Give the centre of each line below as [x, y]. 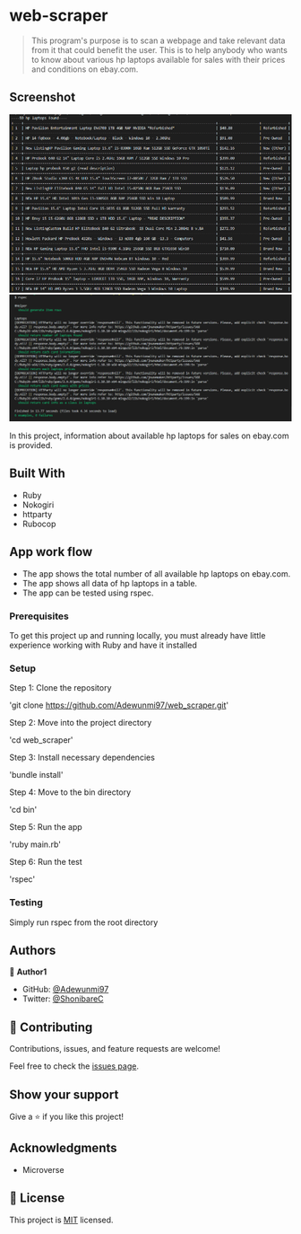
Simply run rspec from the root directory [84, 922]
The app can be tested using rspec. [88, 593]
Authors [33, 950]
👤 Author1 [28, 972]
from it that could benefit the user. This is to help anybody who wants [159, 49]
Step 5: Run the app [46, 827]
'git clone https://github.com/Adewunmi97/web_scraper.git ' [119, 705]
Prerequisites [39, 616]
